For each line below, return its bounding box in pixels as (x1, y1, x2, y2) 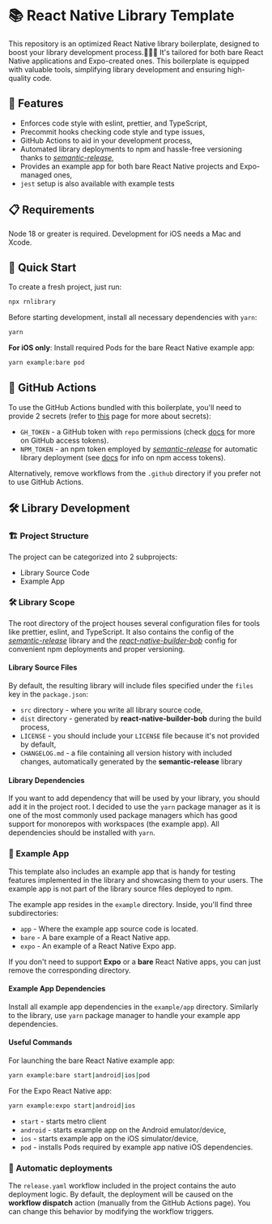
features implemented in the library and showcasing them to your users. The (8, 875, 263, 884)
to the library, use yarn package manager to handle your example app (8, 1010, 240, 1020)
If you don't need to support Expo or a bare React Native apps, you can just (8, 957, 261, 966)
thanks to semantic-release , (19, 152, 115, 162)
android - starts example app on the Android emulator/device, (19, 1124, 227, 1135)
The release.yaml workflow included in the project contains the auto (8, 1180, 236, 1190)
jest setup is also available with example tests (19, 178, 176, 188)
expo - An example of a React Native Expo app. (19, 941, 176, 951)
